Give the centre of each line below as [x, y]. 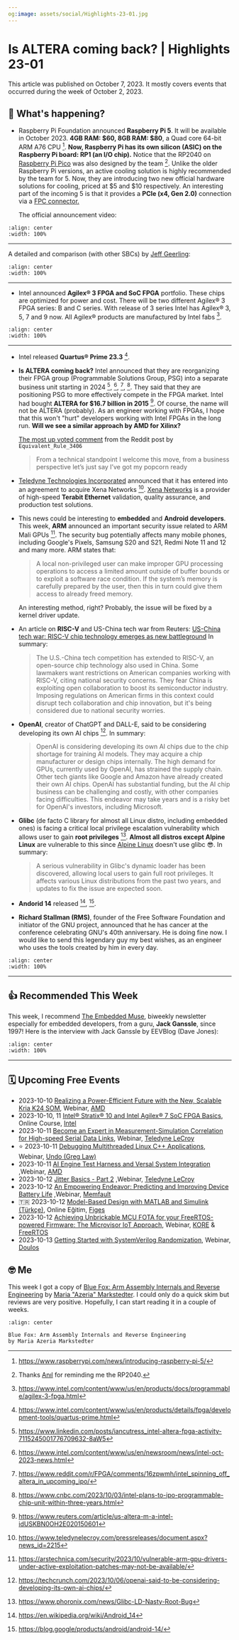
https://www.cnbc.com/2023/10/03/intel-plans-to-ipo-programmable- [121, 1495]
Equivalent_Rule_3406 [50, 447]
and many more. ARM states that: [67, 550]
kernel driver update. [49, 615]
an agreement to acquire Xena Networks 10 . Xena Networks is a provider [124, 489]
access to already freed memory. [84, 594]
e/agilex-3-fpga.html [49, 1396]
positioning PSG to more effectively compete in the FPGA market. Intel [121, 394]
